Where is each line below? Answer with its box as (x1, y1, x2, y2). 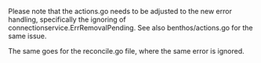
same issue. (8, 31, 47, 40)
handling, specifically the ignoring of (8, 15, 127, 24)
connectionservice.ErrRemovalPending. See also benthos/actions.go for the (8, 23, 253, 32)
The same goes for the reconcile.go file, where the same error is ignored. (8, 47, 245, 55)
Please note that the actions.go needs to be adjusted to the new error (8, 7, 233, 16)
